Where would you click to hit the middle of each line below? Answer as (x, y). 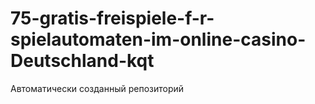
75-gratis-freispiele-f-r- (112, 18)
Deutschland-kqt (82, 61)
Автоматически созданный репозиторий (97, 88)
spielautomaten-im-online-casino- (158, 39)
